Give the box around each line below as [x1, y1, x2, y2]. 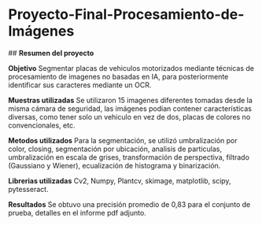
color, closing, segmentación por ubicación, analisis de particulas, [8, 144, 223, 153]
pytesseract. [8, 184, 49, 194]
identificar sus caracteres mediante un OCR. [8, 80, 152, 90]
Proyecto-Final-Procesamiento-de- [8, 6, 245, 24]
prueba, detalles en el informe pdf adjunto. [8, 208, 147, 217]
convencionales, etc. [8, 120, 76, 130]
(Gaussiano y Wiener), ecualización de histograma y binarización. [8, 160, 221, 170]
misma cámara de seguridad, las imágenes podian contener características [8, 104, 252, 113]
